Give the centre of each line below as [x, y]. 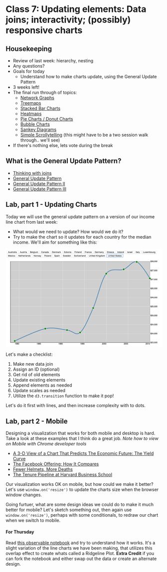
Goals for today [29, 71]
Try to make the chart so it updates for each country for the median [82, 237]
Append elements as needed [42, 385]
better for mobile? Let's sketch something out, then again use [69, 510]
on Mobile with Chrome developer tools [46, 443]
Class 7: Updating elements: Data [76, 9]
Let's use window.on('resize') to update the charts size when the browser [82, 489]
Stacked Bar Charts [40, 108]
